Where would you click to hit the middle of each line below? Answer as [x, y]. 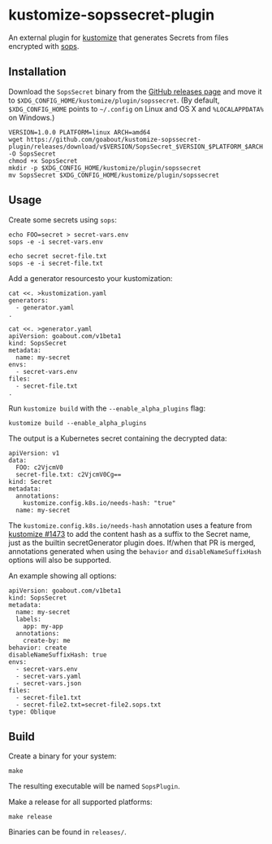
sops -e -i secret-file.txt [56, 263]
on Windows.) [32, 117]
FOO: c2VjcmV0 [39, 467]
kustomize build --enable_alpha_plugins [78, 423]
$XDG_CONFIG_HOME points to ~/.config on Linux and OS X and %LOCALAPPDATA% [136, 108]
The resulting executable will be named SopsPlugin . [94, 786]
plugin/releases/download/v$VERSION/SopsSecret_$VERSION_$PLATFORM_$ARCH [136, 147]
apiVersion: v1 [34, 453]
